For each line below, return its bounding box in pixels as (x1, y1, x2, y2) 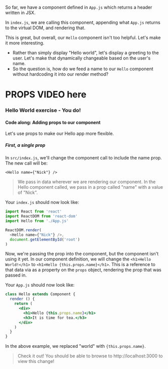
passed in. (5, 272, 27, 278)
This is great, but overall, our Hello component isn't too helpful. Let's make (5, 35, 161, 40)
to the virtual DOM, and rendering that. (5, 25, 86, 31)
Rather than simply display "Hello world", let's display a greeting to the (12, 50, 159, 56)
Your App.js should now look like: (5, 282, 75, 288)
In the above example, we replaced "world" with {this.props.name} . (5, 343, 146, 349)
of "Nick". (17, 189, 38, 196)
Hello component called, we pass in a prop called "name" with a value (17, 184, 163, 190)
